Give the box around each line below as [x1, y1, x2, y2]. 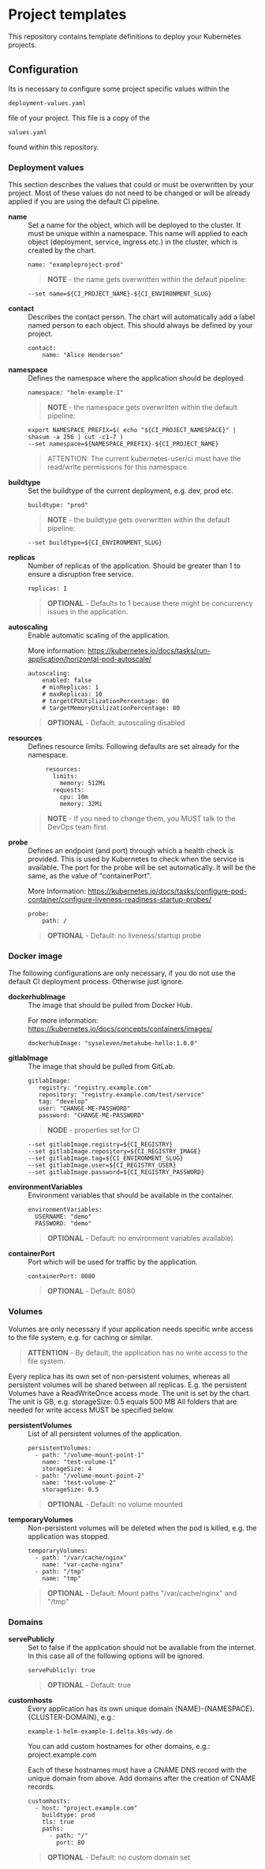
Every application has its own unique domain [28, 1704, 174, 1713]
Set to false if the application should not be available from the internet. [28, 1642, 256, 1652]
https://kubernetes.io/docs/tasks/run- [88, 646, 211, 656]
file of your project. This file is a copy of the [8, 113, 150, 122]
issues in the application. [47, 607, 129, 617]
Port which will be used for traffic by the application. [28, 1258, 198, 1267]
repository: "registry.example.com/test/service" [38, 1091, 205, 1099]
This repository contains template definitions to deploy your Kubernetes [8, 32, 242, 41]
